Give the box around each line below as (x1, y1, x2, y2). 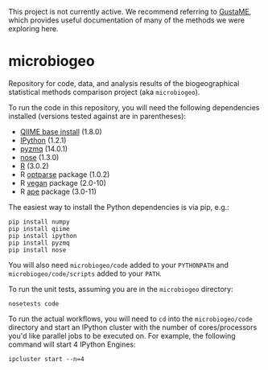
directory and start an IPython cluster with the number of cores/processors (8, 322, 258, 332)
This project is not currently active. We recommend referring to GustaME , (8, 7, 252, 16)
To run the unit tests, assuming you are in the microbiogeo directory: (8, 284, 233, 294)
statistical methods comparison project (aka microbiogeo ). (8, 87, 200, 97)
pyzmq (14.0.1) (19, 144, 68, 154)
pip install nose (8, 245, 67, 254)
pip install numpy (8, 217, 70, 226)
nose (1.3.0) (19, 152, 60, 162)
